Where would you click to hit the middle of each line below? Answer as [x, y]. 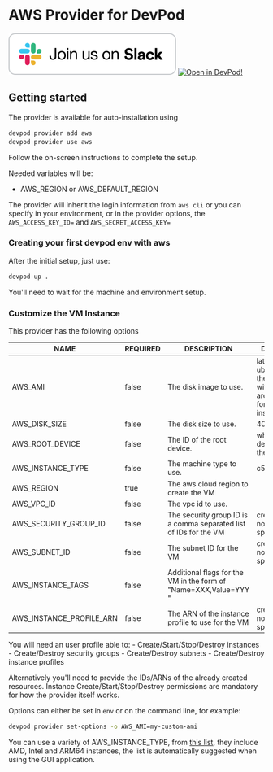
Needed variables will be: [51, 173]
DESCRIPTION [208, 349]
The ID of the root [197, 439]
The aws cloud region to [208, 484]
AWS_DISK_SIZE [39, 424]
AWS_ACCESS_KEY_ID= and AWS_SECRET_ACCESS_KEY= [89, 222]
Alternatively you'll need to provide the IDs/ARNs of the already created [128, 678]
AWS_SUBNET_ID [41, 552]
